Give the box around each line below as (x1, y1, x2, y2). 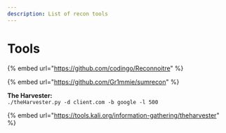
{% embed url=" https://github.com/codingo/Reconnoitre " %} (7, 64, 184, 72)
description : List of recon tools (7, 10, 109, 18)
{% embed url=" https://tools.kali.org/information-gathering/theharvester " (7, 110, 220, 120)
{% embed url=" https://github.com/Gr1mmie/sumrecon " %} (7, 77, 180, 86)
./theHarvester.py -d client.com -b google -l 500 (7, 99, 159, 106)
